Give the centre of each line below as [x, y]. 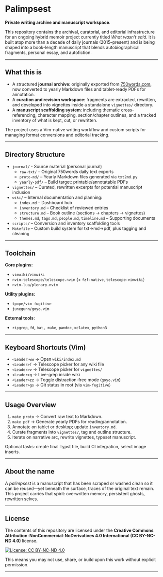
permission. [17, 564]
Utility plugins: [20, 294]
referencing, [24, 115]
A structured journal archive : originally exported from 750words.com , [82, 84]
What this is [24, 72]
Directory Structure [35, 155]
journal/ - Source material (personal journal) [57, 166]
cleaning [21, 233]
